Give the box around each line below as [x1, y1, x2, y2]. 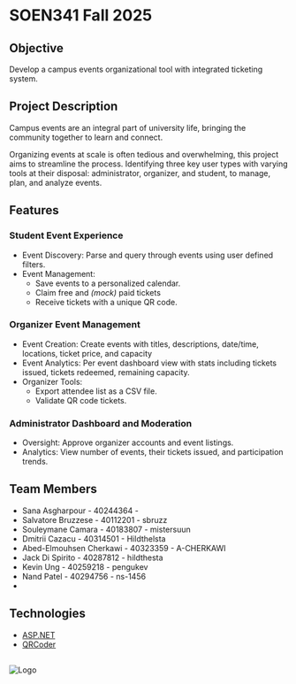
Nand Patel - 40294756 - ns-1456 [21, 571, 147, 581]
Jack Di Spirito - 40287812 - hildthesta [21, 552, 163, 563]
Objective [9, 41, 65, 56]
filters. [21, 258, 46, 270]
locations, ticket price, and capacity [21, 348, 153, 358]
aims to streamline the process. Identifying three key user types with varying [9, 158, 288, 169]
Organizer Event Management [9, 319, 141, 331]
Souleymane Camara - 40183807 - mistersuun [21, 524, 192, 534]
